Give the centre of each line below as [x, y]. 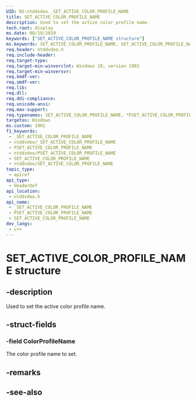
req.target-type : [27, 60]
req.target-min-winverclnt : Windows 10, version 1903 [73, 66]
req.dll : [17, 93]
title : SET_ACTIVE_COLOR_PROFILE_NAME [53, 17]
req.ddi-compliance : [31, 98]
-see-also [24, 393]
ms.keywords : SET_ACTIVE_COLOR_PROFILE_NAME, [62, 44]
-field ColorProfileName [41, 341]
